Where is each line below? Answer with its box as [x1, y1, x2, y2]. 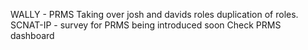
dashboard [10, 30, 55, 41]
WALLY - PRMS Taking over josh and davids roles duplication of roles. [10, 9, 299, 20]
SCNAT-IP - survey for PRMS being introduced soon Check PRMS [10, 19, 282, 31]
